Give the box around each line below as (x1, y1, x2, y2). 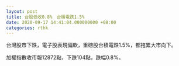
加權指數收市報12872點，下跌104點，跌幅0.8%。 (6, 54, 124, 61)
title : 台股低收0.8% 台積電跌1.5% (6, 14, 85, 20)
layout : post (6, 8, 38, 15)
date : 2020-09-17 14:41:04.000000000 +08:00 (6, 19, 116, 25)
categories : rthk (6, 25, 49, 31)
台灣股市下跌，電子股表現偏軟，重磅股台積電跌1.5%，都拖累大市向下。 (6, 41, 177, 48)
